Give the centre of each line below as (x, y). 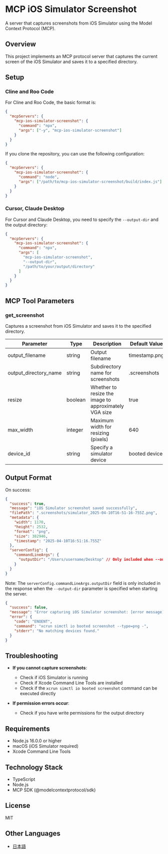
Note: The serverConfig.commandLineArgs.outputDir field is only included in (83, 583)
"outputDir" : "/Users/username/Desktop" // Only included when (86, 560)
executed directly (38, 694)
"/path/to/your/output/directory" (59, 267)
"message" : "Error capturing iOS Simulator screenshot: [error (77, 612)
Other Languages (33, 834)
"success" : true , (28, 504)
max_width (20, 430)
